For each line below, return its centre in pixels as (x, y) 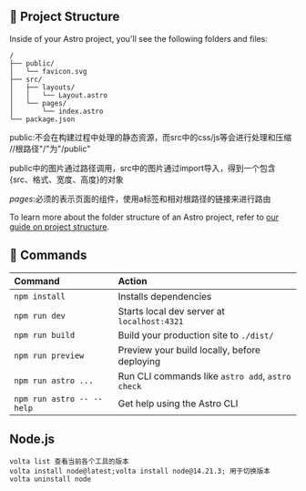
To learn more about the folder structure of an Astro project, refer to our (144, 217)
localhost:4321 (151, 321)
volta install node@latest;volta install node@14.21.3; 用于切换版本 (140, 471)
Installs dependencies (165, 296)
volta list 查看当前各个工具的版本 (69, 462)
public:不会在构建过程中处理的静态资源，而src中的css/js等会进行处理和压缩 (151, 137)
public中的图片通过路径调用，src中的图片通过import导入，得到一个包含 (143, 168)
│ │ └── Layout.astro (58, 95)
